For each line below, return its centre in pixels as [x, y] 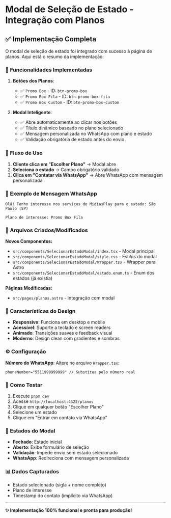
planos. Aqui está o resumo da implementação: [55, 57]
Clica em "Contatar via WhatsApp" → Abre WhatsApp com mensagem [88, 175]
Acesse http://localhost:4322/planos [53, 401]
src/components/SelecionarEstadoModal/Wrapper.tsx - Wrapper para [84, 262]
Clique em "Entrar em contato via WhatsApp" [60, 418]
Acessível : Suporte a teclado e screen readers [62, 328]
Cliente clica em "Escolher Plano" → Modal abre [64, 164]
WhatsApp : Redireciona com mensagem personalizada [71, 458]
